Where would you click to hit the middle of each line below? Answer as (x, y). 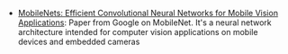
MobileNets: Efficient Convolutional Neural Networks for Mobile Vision (148, 13)
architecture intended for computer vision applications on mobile (138, 32)
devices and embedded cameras (79, 41)
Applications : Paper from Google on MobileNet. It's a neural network (144, 22)
